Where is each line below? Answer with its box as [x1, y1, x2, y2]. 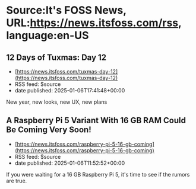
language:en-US [6, 29, 89, 42]
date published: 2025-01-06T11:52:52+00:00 [14, 159, 125, 166]
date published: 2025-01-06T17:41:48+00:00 [14, 87, 125, 94]
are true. [6, 177, 27, 184]
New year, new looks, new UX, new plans [6, 98, 108, 105]
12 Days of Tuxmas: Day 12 [6, 52, 107, 62]
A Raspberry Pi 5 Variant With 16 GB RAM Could [6, 116, 186, 126]
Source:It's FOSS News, [6, 4, 127, 17]
